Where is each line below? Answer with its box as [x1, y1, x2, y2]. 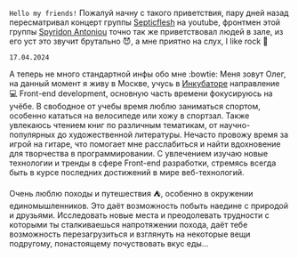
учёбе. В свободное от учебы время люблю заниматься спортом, [9, 101, 261, 111]
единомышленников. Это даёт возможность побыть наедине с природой [9, 200, 289, 211]
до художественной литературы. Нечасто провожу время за [57, 129, 289, 140]
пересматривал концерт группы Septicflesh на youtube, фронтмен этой [9, 17, 281, 28]
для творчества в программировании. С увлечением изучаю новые [9, 149, 269, 158]
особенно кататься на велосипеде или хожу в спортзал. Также [9, 110, 250, 121]
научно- [219, 120, 251, 130]
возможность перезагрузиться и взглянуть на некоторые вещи [9, 229, 251, 239]
